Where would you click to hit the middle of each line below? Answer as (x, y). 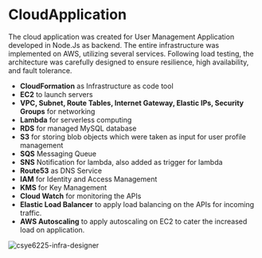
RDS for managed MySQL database (78, 128)
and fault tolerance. (40, 70)
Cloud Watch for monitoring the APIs (80, 196)
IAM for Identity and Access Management (88, 179)
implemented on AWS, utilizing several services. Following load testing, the (131, 53)
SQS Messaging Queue (58, 154)
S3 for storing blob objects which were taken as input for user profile (133, 136)
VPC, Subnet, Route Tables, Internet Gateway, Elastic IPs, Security (132, 103)
